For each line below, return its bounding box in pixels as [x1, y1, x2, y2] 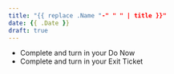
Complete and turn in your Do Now [19, 49, 136, 58]
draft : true [8, 26, 48, 34]
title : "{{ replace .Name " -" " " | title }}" [8, 11, 167, 20]
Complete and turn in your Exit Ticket [19, 56, 144, 66]
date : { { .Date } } [8, 19, 70, 27]
